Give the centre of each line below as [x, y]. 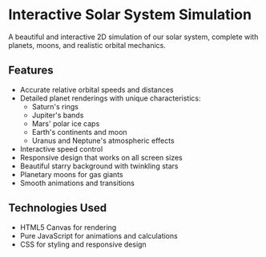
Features [31, 71]
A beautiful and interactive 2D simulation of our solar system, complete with [133, 37]
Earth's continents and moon [79, 132]
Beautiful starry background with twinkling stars [99, 166]
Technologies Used [57, 208]
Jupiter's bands [58, 115]
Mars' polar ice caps [66, 123]
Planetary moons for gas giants [71, 174]
